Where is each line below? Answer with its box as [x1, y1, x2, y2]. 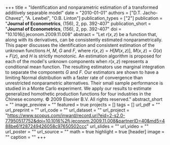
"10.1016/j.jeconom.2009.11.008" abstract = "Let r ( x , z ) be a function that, [5, 32, 157, 37]
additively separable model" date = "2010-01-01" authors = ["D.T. [5, 10, 142, 16]
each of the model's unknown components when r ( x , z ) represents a [5, 59, 148, 64]
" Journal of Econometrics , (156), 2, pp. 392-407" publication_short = [5, 20, 151, 26]
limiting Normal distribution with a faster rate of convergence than [5, 75, 143, 80]
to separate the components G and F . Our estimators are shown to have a [5, 69, 159, 75]
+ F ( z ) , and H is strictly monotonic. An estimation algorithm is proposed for [5, 53, 161, 59]
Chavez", [5, 15, 24, 21]
